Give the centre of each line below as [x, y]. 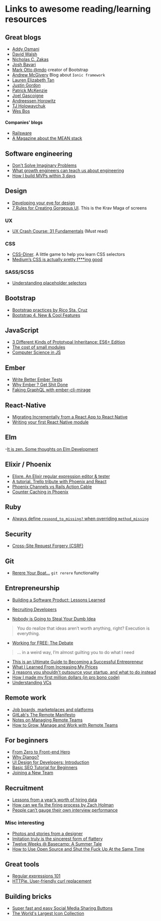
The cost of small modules [39, 347]
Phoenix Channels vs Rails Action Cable [52, 486]
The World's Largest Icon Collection [48, 913]
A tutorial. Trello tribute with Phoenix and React [59, 481]
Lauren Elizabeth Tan [33, 80]
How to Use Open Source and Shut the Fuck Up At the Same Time [78, 849]
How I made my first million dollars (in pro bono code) [66, 677]
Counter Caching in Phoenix [40, 492]
